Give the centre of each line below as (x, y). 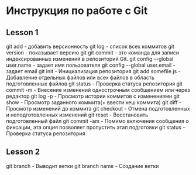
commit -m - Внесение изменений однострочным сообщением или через (98, 90)
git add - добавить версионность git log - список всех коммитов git (90, 46)
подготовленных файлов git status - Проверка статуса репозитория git (94, 84)
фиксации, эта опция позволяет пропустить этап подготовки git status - (96, 127)
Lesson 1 (22, 32)
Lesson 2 (23, 152)
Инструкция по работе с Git (77, 11)
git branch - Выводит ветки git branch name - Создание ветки (82, 166)
